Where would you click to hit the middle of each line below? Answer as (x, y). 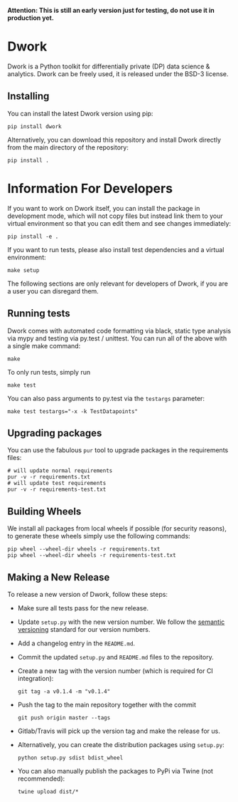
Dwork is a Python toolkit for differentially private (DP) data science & (109, 66)
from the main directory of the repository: (68, 147)
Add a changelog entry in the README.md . (76, 643)
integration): (36, 678)
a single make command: (44, 345)
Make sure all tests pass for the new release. (83, 608)
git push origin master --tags (64, 718)
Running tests (39, 314)
